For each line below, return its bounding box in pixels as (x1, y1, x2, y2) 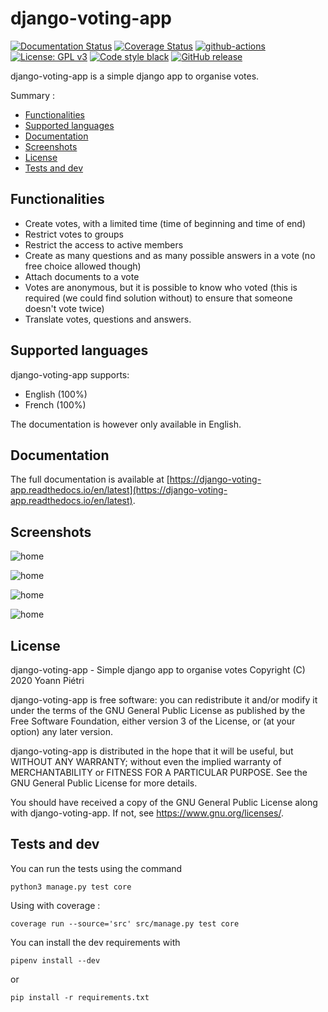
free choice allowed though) (24, 260, 142, 272)
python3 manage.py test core (10, 882, 132, 892)
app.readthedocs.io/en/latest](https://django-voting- (10, 484, 228, 496)
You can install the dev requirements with (10, 936, 181, 948)
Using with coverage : (10, 899, 101, 911)
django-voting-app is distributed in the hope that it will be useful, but (10, 745, 294, 757)
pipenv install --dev (10, 955, 101, 966)
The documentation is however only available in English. (10, 418, 242, 430)
